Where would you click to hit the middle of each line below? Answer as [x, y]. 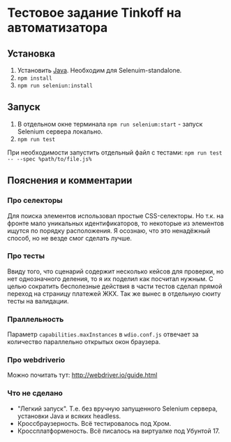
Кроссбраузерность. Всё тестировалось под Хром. [94, 423]
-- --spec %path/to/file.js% [50, 159]
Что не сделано [35, 393]
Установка [31, 54]
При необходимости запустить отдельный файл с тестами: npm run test [115, 152]
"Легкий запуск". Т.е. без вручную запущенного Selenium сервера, [117, 408]
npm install [35, 78]
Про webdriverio [36, 360]
